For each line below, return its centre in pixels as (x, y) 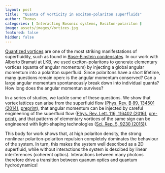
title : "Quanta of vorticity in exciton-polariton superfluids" (73, 14)
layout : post (18, 10)
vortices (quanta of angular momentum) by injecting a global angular (75, 67)
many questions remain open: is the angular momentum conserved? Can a (81, 78)
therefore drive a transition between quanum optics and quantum (71, 160)
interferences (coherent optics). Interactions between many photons (74, 154)
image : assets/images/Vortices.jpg (42, 28)
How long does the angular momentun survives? (54, 88)
